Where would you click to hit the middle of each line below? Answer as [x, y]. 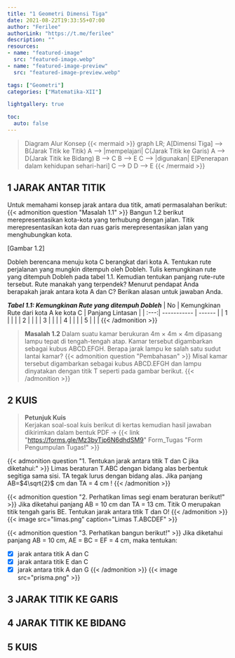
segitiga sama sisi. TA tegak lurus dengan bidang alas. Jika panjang [105, 476]
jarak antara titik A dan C [53, 553]
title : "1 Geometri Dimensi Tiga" [58, 14]
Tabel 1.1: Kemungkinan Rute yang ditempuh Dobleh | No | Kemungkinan [114, 305]
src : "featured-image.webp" [55, 60]
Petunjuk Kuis [45, 417]
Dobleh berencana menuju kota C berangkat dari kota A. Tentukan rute [109, 262]
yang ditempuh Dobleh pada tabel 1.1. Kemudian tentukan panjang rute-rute [116, 276]
